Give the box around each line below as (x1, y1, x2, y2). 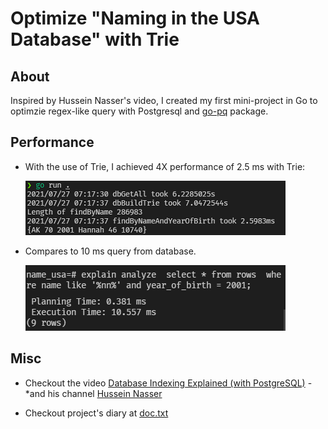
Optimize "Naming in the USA (10, 7, 260, 30)
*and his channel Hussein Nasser (24, 387, 163, 399)
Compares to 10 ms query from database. (24, 245, 197, 257)
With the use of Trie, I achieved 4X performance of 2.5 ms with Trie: (24, 160, 306, 172)
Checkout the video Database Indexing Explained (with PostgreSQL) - (24, 377, 313, 389)
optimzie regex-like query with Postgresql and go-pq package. (10, 105, 269, 117)
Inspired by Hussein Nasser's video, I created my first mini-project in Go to (10, 95, 318, 106)
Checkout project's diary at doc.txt (24, 407, 169, 419)
